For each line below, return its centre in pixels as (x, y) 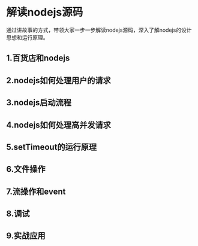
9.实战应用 (26, 236)
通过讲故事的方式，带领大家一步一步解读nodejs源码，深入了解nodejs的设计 (99, 30)
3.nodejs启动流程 (39, 103)
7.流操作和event (36, 191)
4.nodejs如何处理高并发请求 (58, 125)
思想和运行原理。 (27, 37)
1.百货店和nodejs (38, 58)
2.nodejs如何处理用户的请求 (58, 81)
